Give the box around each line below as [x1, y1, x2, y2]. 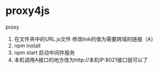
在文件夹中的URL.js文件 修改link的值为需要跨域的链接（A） [13, 35, 157, 42]
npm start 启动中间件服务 [13, 49, 75, 56]
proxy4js [5, 4, 50, 18]
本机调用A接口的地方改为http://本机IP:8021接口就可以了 [13, 56, 148, 63]
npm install [13, 42, 41, 49]
